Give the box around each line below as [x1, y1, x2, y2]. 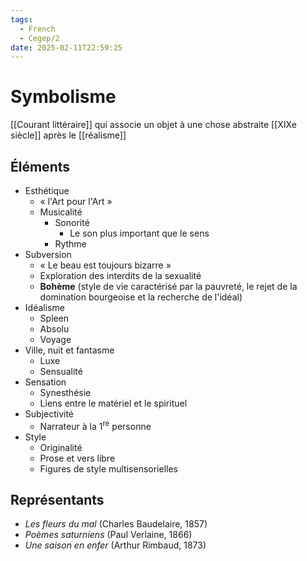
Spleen [39, 312, 70, 324]
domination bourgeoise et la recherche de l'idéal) [39, 291, 243, 303]
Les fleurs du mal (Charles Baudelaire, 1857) [24, 518, 208, 530]
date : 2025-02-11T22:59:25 [10, 42, 123, 53]
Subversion [24, 249, 72, 260]
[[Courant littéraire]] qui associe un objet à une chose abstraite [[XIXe [10, 119, 297, 131]
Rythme [54, 238, 87, 250]
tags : [10, 14, 33, 25]
